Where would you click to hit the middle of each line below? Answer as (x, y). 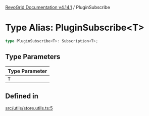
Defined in (22, 96)
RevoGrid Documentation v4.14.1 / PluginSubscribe (58, 7)
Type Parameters (33, 57)
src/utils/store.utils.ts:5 (29, 108)
